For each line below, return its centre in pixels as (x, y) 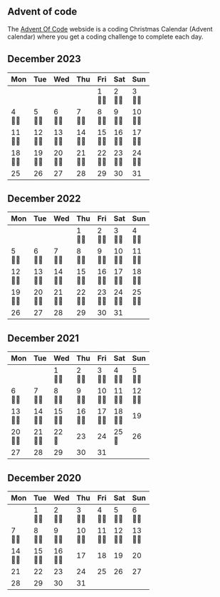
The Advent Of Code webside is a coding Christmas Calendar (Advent (110, 29)
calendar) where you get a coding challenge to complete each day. (106, 36)
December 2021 (43, 338)
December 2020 (44, 478)
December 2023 (44, 59)
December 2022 (44, 199)
